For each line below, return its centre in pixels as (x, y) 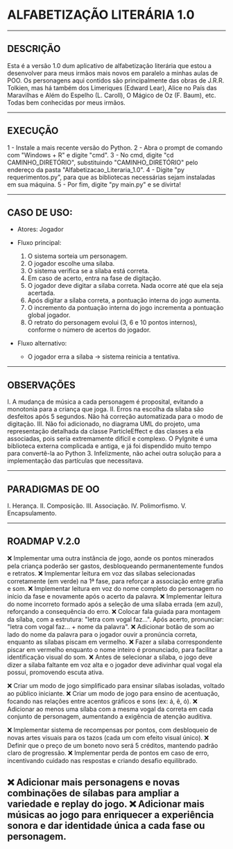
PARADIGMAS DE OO (53, 489)
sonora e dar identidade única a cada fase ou (106, 826)
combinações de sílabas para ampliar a (93, 793)
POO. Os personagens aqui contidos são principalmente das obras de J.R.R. (116, 80)
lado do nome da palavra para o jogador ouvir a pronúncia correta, (102, 634)
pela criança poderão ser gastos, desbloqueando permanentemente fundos (115, 566)
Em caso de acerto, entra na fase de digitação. (94, 278)
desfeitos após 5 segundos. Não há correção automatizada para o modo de (115, 417)
